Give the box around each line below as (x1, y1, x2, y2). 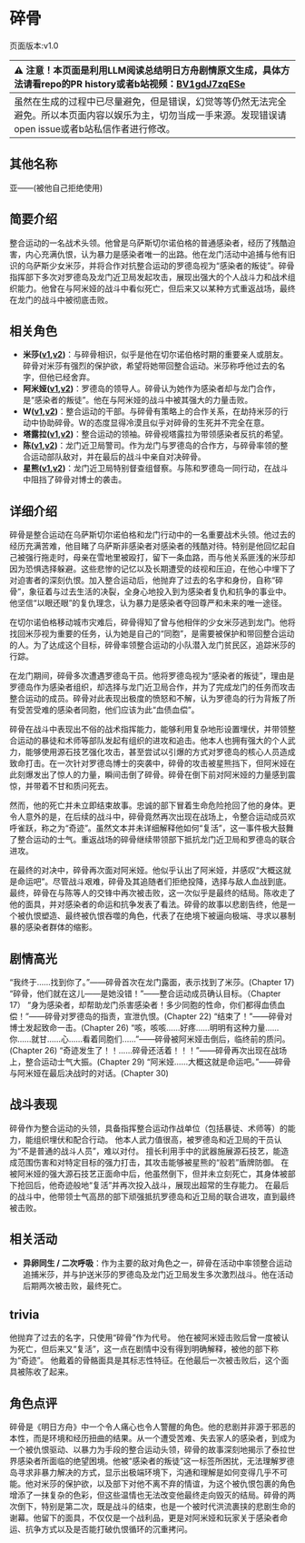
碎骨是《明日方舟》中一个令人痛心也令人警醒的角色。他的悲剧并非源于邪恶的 (9, 1421, 296, 1433)
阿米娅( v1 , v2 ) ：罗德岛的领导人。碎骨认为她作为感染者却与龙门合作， (22, 383, 280, 394)
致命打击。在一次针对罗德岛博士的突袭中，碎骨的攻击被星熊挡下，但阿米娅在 (9, 758, 296, 769)
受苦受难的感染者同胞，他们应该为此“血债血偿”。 (16, 704, 200, 715)
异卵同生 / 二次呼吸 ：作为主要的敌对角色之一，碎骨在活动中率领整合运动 (22, 1257, 292, 1268)
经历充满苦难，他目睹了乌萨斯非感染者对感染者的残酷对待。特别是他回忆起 (9, 540, 288, 551)
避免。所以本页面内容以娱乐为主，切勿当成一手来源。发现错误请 (14, 108, 288, 121)
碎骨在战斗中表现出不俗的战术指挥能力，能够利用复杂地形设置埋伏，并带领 (9, 724, 288, 735)
